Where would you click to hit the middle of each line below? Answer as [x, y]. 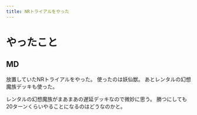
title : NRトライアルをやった [38, 11]
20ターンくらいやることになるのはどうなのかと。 [66, 106]
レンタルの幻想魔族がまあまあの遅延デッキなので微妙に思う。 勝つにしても [96, 99]
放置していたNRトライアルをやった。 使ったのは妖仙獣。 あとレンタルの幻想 [98, 79]
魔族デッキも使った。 [32, 86]
